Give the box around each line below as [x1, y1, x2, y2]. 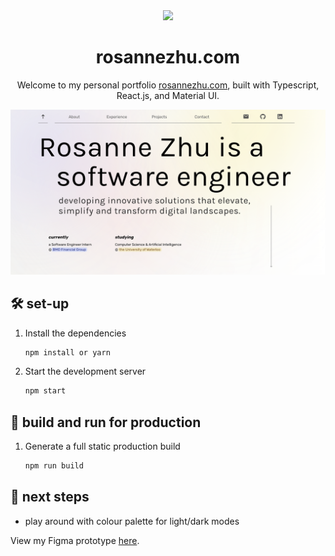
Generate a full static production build [24, 440, 181, 453]
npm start [24, 386, 67, 396]
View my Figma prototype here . [10, 534, 140, 546]
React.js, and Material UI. [116, 89, 220, 101]
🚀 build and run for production [10, 414, 202, 431]
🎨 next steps [10, 489, 90, 506]
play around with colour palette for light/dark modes [24, 515, 240, 527]
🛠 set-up [10, 295, 70, 313]
